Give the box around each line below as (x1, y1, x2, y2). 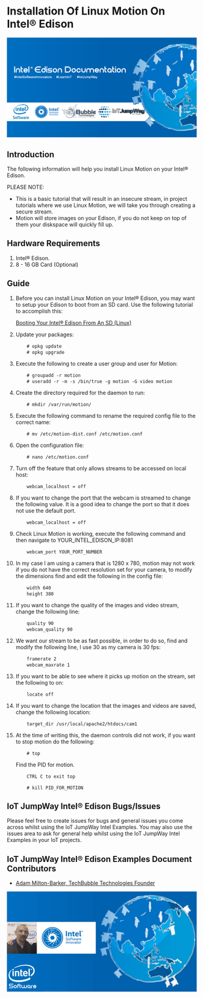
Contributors (7, 863, 57, 873)
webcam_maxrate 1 (27, 662, 70, 668)
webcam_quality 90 (27, 626, 73, 633)
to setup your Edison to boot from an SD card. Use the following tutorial (15, 301, 193, 308)
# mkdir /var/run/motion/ (27, 401, 92, 408)
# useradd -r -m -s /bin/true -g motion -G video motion (27, 378, 173, 385)
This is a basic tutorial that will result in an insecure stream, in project (15, 195, 187, 203)
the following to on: (15, 679, 64, 686)
